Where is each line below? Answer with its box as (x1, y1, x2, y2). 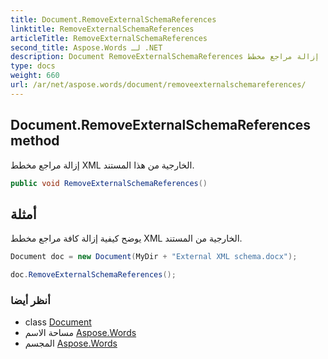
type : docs (10, 61, 56, 71)
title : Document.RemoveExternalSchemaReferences (10, 14, 217, 25)
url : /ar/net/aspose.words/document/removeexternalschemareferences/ (10, 80, 307, 90)
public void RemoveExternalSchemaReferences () (10, 178, 208, 188)
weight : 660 (10, 71, 60, 81)
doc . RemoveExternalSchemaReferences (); (10, 270, 177, 280)
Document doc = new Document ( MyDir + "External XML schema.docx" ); (10, 252, 298, 262)
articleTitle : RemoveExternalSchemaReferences (10, 33, 208, 43)
